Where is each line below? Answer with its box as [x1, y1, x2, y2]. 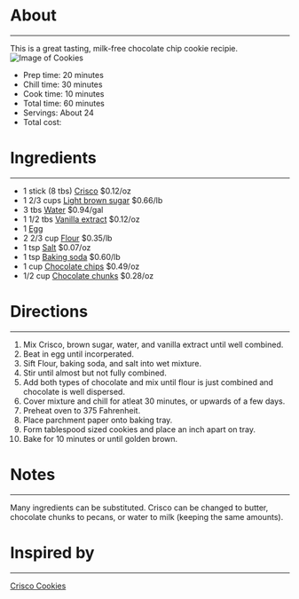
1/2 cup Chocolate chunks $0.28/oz [22, 270, 154, 280]
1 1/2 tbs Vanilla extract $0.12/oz [22, 214, 140, 225]
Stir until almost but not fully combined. [22, 367, 167, 378]
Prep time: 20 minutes [22, 69, 105, 80]
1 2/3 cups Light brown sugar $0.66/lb [22, 194, 163, 205]
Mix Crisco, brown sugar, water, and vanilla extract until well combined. [22, 339, 284, 350]
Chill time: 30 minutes [22, 79, 103, 90]
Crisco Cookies [10, 580, 67, 591]
